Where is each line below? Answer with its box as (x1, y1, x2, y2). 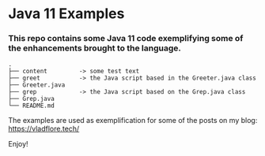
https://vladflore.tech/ (8, 124, 80, 134)
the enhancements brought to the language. (8, 43, 182, 54)
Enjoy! (8, 139, 29, 149)
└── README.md (8, 102, 55, 110)
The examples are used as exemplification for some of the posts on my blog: (8, 116, 258, 125)
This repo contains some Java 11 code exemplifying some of (8, 33, 244, 44)
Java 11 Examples (8, 5, 125, 23)
